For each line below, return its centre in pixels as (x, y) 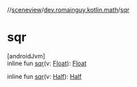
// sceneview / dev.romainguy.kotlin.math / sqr (68, 10)
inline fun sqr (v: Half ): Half (45, 76)
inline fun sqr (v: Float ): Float (47, 63)
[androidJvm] (26, 56)
